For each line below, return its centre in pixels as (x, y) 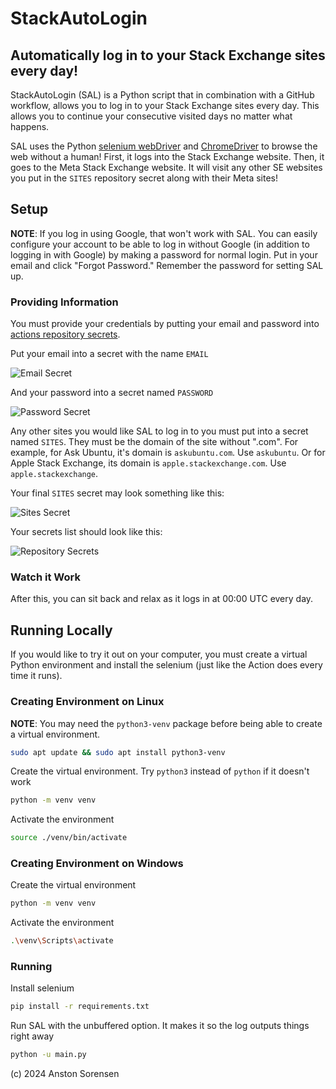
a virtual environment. (55, 734)
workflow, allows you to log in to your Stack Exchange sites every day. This (165, 105)
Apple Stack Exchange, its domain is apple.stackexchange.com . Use (148, 463)
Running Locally (61, 630)
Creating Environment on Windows (97, 864)
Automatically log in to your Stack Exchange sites (168, 55)
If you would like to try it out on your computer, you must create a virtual (159, 654)
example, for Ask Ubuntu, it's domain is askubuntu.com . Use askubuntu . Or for (168, 453)
